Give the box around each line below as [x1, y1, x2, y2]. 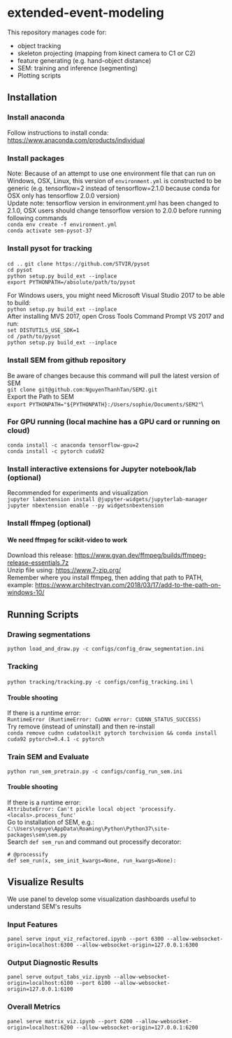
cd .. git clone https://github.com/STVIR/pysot [7, 261, 150, 268]
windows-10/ [7, 589, 45, 597]
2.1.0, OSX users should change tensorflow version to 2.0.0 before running [7, 206, 222, 215]
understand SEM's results [7, 902, 82, 910]
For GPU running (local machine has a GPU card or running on [7, 417, 220, 427]
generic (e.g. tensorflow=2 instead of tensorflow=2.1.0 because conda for [7, 184, 220, 192]
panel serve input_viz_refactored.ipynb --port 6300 [7, 935, 164, 943]
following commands [7, 213, 68, 222]
